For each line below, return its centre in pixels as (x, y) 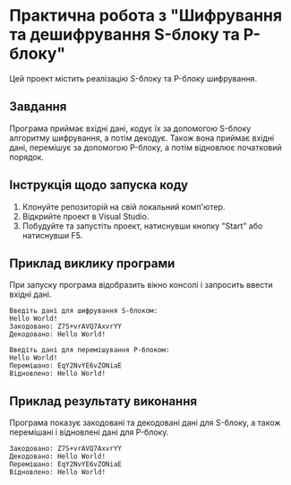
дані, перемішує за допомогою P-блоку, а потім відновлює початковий (145, 147)
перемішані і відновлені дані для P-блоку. (89, 432)
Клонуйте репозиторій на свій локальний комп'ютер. (124, 206)
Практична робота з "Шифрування (146, 16)
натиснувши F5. (52, 235)
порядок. (27, 157)
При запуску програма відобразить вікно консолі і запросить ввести (141, 285)
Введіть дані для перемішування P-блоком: (90, 351)
